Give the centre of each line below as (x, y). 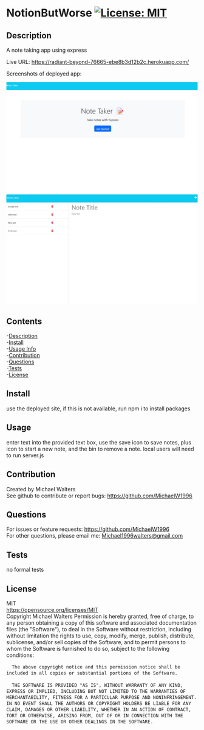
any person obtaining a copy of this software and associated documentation (102, 623)
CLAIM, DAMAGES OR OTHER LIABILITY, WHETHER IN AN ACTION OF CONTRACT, (99, 709)
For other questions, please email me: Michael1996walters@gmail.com (95, 536)
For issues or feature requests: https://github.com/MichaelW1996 (88, 529)
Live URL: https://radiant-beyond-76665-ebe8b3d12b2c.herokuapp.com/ (98, 62)
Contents (24, 321)
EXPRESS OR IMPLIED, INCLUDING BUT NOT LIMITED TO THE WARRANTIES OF (96, 691)
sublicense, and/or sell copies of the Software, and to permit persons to (96, 642)
